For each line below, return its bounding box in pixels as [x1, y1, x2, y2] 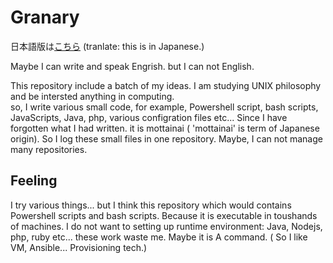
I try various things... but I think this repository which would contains [10, 199, 292, 211]
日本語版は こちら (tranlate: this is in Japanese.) [10, 40, 205, 52]
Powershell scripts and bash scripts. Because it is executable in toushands [10, 209, 318, 221]
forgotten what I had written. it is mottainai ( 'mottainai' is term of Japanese [10, 122, 320, 134]
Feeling [10, 172, 58, 190]
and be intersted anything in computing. [10, 90, 175, 102]
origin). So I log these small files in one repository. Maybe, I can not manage [10, 132, 323, 145]
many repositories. [10, 143, 88, 155]
